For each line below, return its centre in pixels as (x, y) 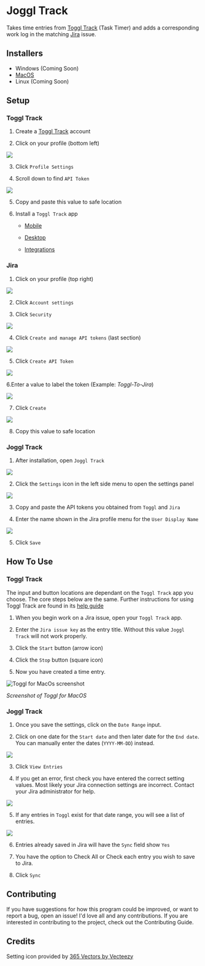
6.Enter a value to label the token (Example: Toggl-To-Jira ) (80, 384)
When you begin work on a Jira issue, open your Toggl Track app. (99, 617)
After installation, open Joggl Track (60, 460)
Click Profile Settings (44, 167)
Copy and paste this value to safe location (68, 202)
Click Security (33, 314)
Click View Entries (39, 767)
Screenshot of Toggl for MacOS (47, 695)
